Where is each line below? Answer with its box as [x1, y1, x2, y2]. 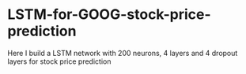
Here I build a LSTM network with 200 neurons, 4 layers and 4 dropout [7, 48, 238, 57]
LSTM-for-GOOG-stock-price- [7, 6, 211, 24]
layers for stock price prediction [7, 57, 112, 66]
